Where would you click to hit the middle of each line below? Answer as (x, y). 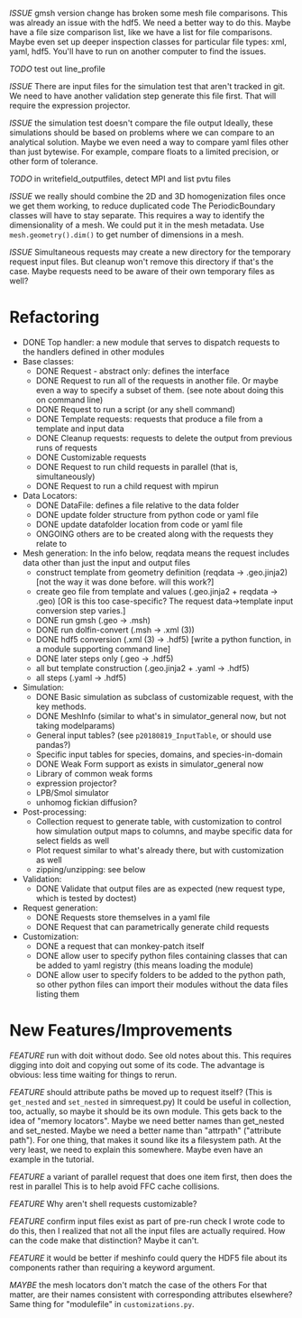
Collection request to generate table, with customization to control (159, 821)
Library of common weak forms (94, 773)
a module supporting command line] (103, 649)
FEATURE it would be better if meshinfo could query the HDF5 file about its (148, 1258)
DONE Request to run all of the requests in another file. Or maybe (157, 380)
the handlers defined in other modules (93, 352)
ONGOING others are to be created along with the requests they (155, 534)
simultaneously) (65, 476)
